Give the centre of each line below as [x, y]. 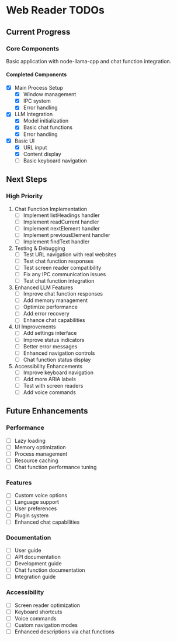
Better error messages [50, 346]
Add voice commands [49, 392]
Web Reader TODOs [55, 10]
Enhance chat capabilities [54, 320]
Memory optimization [40, 447]
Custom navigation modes [46, 625]
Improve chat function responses [63, 294]
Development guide [38, 564]
